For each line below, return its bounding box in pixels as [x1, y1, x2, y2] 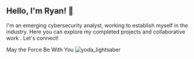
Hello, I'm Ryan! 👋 [6, 6, 74, 16]
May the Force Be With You [6, 46, 74, 53]
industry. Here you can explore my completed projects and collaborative [6, 28, 186, 35]
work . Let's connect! [6, 34, 59, 42]
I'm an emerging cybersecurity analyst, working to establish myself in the [6, 21, 189, 29]
